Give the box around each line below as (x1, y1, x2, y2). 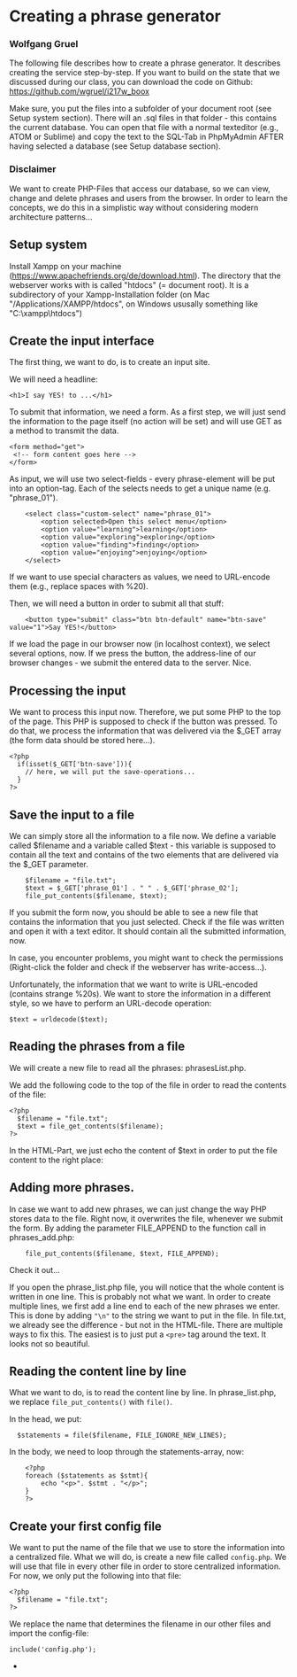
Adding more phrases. (9, 1180, 135, 1195)
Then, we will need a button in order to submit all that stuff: (9, 598, 225, 609)
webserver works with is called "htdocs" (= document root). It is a (9, 279, 249, 290)
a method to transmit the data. (9, 425, 119, 436)
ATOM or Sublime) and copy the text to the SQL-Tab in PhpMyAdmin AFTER (9, 131, 285, 143)
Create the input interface (9, 333, 155, 348)
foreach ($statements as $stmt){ (25, 1471, 148, 1480)
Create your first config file (9, 1518, 162, 1533)
